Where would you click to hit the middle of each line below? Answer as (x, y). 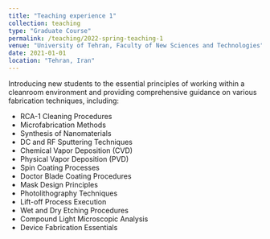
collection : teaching (45, 23)
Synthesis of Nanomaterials (65, 133)
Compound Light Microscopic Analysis (84, 219)
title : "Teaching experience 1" (62, 16)
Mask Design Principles (59, 184)
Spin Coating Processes (60, 167)
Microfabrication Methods (63, 125)
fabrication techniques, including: (63, 101)
